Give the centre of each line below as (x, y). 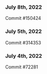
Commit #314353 (23, 42)
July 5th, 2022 (23, 32)
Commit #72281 (22, 67)
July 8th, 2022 (23, 7)
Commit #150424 (23, 18)
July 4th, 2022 (24, 56)
